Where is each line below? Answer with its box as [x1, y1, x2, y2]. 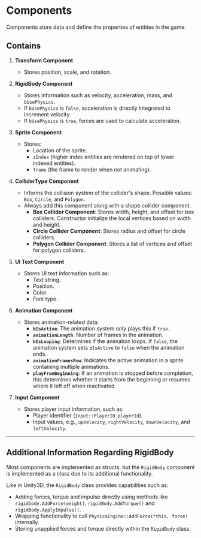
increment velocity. [23, 110, 71, 118]
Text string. [32, 276, 61, 283]
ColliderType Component [14, 178, 79, 185]
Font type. [32, 295, 58, 302]
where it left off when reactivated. [32, 382, 117, 389]
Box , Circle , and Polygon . [23, 196, 86, 203]
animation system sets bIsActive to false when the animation [32, 344, 185, 351]
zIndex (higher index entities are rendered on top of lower [32, 153, 175, 160]
